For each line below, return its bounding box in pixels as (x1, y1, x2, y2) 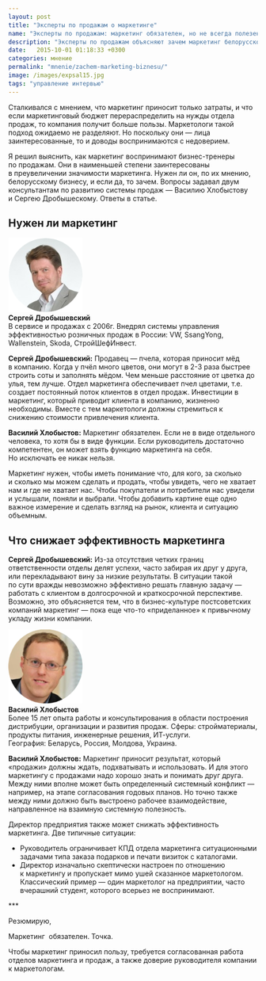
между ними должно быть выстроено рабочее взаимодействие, (8, 796, 227, 806)
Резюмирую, (8, 916, 51, 926)
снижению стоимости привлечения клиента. (8, 413, 160, 422)
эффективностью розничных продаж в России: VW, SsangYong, (8, 330, 224, 340)
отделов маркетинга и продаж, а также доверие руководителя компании (8, 956, 257, 965)
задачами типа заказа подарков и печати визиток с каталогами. (19, 852, 238, 861)
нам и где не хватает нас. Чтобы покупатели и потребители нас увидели (8, 486, 255, 495)
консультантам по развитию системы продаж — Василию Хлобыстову (8, 185, 249, 194)
